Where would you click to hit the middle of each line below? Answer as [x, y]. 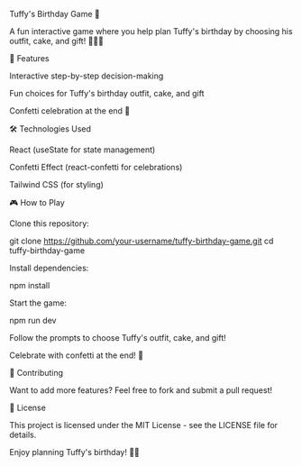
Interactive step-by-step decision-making [87, 76]
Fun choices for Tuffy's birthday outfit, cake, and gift [107, 93]
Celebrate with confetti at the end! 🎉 [77, 355]
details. [23, 434]
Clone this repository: [50, 224]
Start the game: [38, 303]
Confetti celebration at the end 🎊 [70, 111]
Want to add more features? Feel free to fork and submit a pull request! [141, 390]
